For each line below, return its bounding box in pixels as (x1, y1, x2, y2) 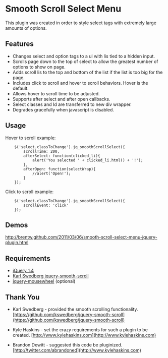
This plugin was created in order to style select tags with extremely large (5, 20, 156, 26)
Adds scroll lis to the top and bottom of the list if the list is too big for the (12, 69, 163, 75)
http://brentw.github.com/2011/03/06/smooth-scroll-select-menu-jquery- (5, 234, 157, 240)
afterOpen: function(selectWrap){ (23, 166, 96, 171)
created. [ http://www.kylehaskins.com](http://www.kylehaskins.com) (12, 332, 156, 338)
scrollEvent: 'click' (23, 203, 69, 208)
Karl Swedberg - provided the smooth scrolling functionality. (12, 306, 138, 312)
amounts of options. (5, 25, 47, 31)
